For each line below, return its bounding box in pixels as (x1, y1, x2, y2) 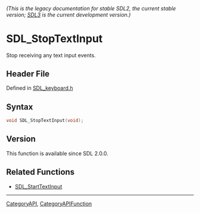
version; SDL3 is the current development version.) (6, 11, 131, 18)
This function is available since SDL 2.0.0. (6, 149, 109, 157)
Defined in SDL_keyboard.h (6, 84, 73, 92)
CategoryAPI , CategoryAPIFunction (6, 200, 92, 207)
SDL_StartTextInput (14, 183, 62, 190)
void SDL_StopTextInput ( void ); (6, 118, 84, 124)
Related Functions (6, 167, 75, 177)
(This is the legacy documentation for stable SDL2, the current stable (6, 5, 176, 12)
